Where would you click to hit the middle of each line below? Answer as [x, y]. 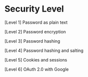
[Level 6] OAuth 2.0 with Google [37, 69]
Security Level [34, 9]
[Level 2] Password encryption [35, 31]
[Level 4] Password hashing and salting [44, 50]
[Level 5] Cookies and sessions [36, 60]
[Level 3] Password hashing [32, 41]
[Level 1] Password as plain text [36, 22]
